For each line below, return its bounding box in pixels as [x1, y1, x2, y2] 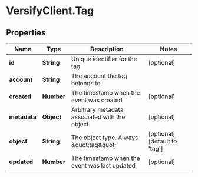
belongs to [71, 79, 101, 87]
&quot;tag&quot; [71, 141, 117, 149]
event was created [71, 96, 123, 104]
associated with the [71, 113, 126, 121]
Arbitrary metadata [71, 106, 124, 113]
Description [90, 45, 124, 53]
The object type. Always [71, 133, 138, 142]
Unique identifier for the [71, 55, 137, 63]
